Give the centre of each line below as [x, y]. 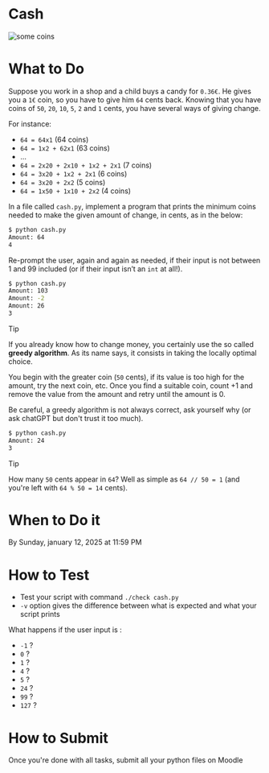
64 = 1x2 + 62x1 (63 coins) [65, 148]
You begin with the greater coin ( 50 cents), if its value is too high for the [126, 377]
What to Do [46, 69]
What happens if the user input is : [65, 630]
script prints [40, 614]
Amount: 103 [28, 291]
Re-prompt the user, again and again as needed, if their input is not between [134, 260]
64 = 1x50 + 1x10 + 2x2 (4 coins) [75, 191]
